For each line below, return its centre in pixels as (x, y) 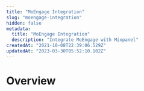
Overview (31, 80)
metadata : (19, 29)
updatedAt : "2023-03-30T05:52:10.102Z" (56, 51)
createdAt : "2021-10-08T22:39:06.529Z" (56, 46)
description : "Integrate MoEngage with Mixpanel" (75, 40)
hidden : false (24, 23)
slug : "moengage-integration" (44, 17)
